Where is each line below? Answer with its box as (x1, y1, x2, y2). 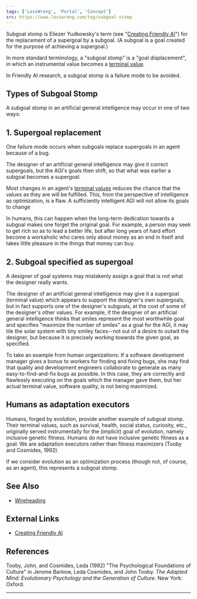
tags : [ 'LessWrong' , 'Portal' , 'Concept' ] (6, 8, 111, 15)
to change (6, 203, 30, 210)
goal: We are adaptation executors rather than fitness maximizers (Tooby (6, 440, 182, 447)
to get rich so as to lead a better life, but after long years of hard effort (6, 227, 176, 235)
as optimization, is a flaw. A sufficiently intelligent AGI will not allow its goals (6, 198, 189, 205)
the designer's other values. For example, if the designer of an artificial (6, 309, 178, 316)
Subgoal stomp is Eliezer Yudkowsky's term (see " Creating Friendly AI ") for (6, 30, 188, 37)
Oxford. (6, 581, 25, 588)
